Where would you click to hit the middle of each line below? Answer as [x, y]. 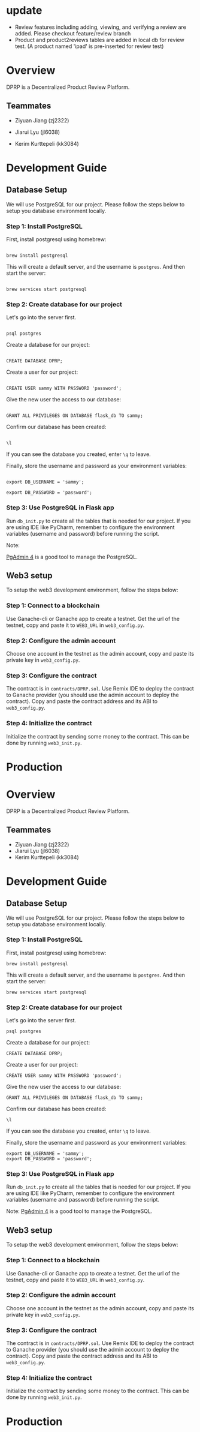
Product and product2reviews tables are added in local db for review [99, 40]
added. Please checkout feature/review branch [73, 33]
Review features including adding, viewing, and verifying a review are [101, 27]
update [24, 10]
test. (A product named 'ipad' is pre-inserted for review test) [89, 46]
